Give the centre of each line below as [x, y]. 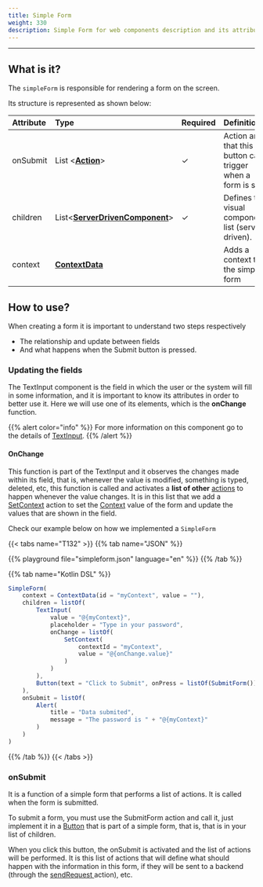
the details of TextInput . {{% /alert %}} [70, 436]
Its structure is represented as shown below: [80, 104]
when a [237, 175]
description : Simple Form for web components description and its [119, 30]
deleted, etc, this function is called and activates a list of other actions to [126, 488]
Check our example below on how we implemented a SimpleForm [112, 528]
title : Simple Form [40, 15]
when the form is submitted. [54, 803]
